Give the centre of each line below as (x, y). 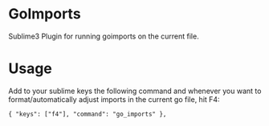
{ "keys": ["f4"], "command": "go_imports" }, (88, 114)
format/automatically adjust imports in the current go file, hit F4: (114, 99)
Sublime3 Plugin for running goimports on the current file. (104, 36)
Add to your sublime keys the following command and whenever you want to (135, 91)
